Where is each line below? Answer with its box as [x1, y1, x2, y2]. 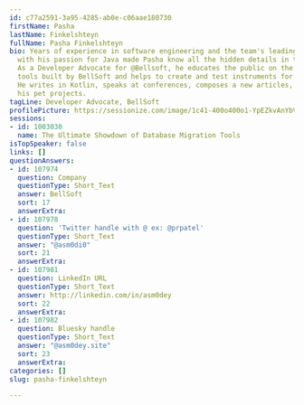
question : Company [17, 173, 88, 182]
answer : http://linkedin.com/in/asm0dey [17, 290, 172, 299]
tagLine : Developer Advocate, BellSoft [9, 97, 160, 107]
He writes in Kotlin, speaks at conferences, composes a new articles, [17, 80, 294, 89]
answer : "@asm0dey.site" [17, 341, 111, 350]
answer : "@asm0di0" [17, 240, 91, 250]
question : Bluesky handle [17, 325, 116, 334]
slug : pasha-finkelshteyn [9, 374, 107, 384]
